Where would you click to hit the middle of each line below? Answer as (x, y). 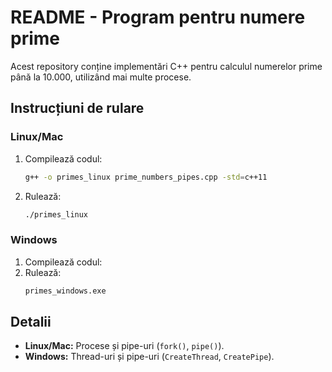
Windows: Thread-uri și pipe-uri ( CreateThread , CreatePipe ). (149, 357)
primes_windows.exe (65, 291)
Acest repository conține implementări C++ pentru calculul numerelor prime (166, 66)
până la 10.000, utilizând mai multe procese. (101, 77)
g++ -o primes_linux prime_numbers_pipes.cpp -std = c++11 (146, 177)
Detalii (31, 321)
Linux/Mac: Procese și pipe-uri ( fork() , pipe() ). (124, 346)
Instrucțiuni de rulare (77, 108)
